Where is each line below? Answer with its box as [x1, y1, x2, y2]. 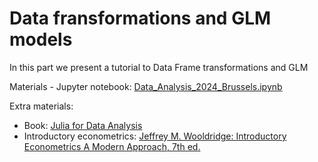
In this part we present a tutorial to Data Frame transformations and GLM [9, 61, 309, 73]
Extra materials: [9, 100, 74, 112]
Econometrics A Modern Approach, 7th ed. [23, 140, 201, 152]
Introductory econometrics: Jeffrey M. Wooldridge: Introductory [23, 130, 287, 142]
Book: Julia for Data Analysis [23, 119, 143, 131]
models [9, 28, 73, 51]
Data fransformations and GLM [9, 7, 272, 30]
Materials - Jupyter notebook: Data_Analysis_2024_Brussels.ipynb [9, 80, 283, 92]
